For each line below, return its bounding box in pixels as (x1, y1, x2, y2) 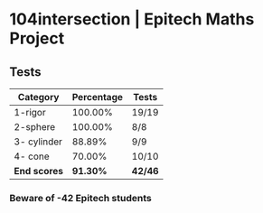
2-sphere (14, 121, 56, 133)
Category (17, 91, 60, 103)
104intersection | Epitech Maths (9, 9, 255, 30)
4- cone (14, 150, 50, 162)
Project (9, 28, 65, 49)
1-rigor (14, 106, 47, 118)
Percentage (71, 91, 124, 103)
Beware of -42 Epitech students (9, 191, 152, 204)
